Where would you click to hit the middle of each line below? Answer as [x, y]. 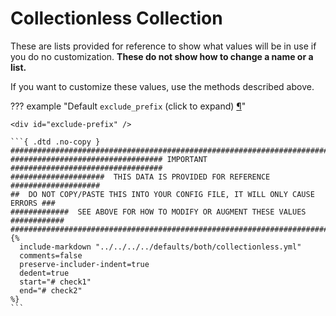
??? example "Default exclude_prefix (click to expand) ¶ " [128, 106]
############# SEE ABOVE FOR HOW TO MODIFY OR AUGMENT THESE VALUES [158, 212]
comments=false [51, 255]
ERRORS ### [33, 203]
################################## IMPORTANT [109, 159]
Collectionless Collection [116, 18]
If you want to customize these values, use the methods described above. [162, 86]
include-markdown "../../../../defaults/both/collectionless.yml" [160, 247]
